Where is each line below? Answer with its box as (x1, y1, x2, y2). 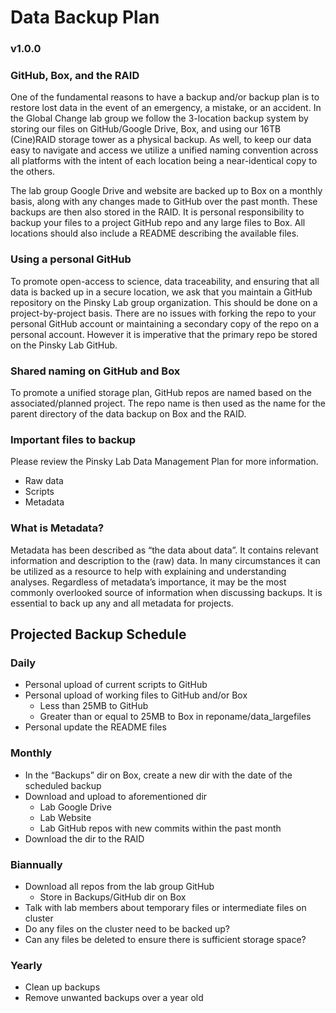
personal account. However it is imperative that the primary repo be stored (10, 328, 318, 340)
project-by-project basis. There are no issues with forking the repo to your (10, 307, 317, 319)
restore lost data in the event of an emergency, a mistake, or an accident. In (10, 102, 322, 114)
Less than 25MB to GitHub (39, 700, 149, 712)
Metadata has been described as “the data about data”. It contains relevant (10, 544, 319, 556)
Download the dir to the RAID (24, 832, 145, 845)
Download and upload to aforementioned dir (24, 790, 208, 802)
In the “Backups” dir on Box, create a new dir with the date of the (24, 769, 293, 781)
